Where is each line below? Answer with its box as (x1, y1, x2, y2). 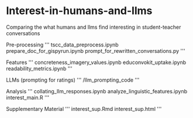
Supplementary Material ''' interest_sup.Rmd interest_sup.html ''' (6, 105, 162, 112)
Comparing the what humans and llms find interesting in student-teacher (6, 23, 181, 31)
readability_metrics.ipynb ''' (6, 65, 73, 72)
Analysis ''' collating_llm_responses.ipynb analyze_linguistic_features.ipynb (6, 87, 188, 95)
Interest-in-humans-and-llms (6, 4, 153, 18)
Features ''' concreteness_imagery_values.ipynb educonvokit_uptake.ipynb (6, 59, 187, 66)
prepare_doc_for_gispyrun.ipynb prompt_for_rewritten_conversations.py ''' (6, 47, 185, 54)
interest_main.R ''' (6, 94, 50, 101)
